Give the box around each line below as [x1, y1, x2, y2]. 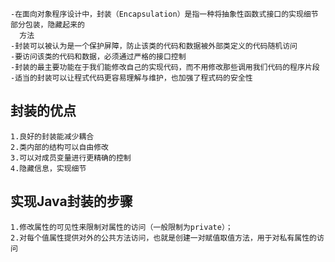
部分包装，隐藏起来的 [10, 20, 85, 30]
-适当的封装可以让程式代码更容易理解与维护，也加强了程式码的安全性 [10, 73, 253, 83]
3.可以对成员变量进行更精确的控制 [10, 153, 132, 163]
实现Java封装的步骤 [10, 193, 133, 210]
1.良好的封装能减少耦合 [10, 131, 95, 142]
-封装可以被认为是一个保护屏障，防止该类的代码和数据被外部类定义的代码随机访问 [10, 41, 298, 51]
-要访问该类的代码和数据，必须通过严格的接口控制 [10, 52, 187, 62]
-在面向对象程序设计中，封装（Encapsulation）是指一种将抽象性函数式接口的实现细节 [10, 9, 319, 19]
